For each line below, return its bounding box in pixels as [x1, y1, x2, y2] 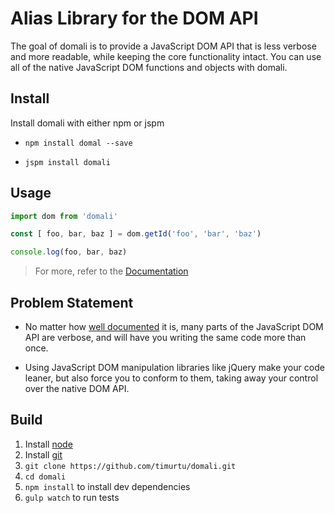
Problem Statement [10, 294, 134, 311]
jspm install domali [24, 157, 111, 167]
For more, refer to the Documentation [34, 265, 189, 277]
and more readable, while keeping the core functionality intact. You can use [10, 50, 322, 62]
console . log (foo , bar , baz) [10, 247, 128, 257]
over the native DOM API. [24, 383, 130, 394]
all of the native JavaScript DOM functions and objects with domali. [10, 61, 288, 73]
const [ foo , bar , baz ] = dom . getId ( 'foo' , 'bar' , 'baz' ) [10, 229, 262, 239]
